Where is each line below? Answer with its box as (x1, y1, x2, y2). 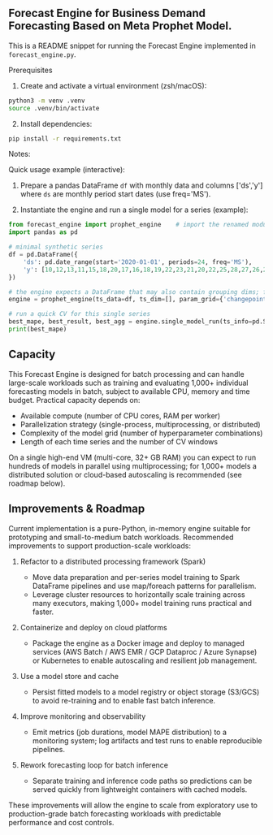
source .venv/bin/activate (8, 104, 100, 112)
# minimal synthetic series (8, 243, 104, 251)
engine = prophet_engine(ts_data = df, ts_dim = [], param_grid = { (8, 296, 223, 304)
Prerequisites (8, 65, 53, 75)
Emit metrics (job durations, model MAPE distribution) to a (32, 727, 227, 737)
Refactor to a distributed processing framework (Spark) (19, 556, 206, 566)
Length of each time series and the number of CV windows (19, 436, 218, 446)
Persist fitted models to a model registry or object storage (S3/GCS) (32, 686, 260, 697)
